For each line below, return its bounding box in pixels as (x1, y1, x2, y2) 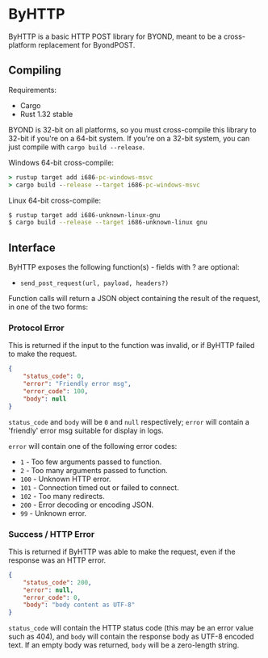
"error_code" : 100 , (23, 387, 89, 396)
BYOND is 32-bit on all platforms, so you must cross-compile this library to (8, 124, 257, 134)
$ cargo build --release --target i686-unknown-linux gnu (8, 219, 207, 227)
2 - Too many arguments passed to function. (19, 465, 168, 475)
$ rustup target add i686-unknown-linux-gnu (8, 211, 161, 219)
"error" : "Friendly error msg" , (23, 380, 132, 388)
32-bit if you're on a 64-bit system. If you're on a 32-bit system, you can (8, 133, 250, 143)
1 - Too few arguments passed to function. (19, 457, 162, 467)
